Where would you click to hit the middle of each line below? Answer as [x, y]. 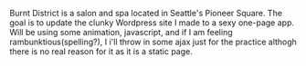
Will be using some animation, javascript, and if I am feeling [121, 32]
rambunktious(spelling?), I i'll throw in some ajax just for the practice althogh [153, 42]
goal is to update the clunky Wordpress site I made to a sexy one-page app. [152, 23]
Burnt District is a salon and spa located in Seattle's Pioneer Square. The [146, 13]
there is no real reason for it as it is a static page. [101, 52]
